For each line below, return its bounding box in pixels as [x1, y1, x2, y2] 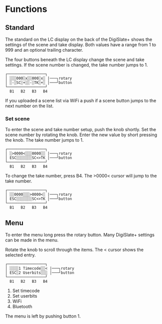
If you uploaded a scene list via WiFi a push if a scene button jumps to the [5, 98, 157, 103]
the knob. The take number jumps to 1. [5, 137, 84, 143]
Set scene [5, 115, 30, 122]
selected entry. [5, 252, 36, 258]
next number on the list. [5, 103, 54, 109]
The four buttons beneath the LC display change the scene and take [5, 57, 145, 63]
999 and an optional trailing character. [5, 47, 83, 53]
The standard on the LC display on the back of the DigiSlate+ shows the [5, 36, 153, 42]
